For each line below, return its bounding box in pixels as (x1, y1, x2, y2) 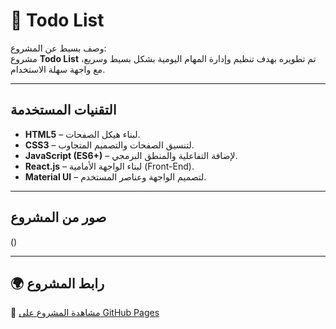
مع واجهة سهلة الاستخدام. (10, 63, 106, 75)
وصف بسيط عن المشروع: (10, 42, 107, 54)
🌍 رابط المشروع (10, 275, 105, 292)
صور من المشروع (10, 209, 107, 226)
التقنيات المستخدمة (10, 102, 117, 119)
